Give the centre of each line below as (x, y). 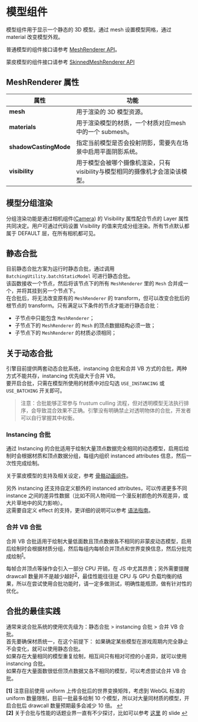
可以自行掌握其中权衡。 (49, 418)
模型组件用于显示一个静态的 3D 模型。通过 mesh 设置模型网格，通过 (89, 29)
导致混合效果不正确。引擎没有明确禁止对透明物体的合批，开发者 (114, 411)
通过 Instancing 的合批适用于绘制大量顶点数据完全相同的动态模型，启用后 (95, 449)
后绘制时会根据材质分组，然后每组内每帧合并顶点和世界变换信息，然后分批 (96, 548)
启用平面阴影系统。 (115, 151)
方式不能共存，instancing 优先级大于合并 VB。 (62, 376)
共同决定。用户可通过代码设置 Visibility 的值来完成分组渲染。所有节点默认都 (98, 226)
